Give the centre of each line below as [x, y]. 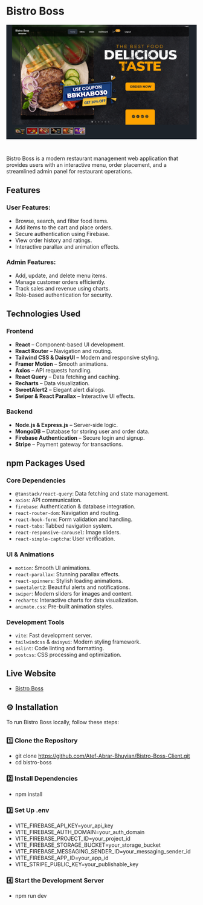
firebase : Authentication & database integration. [75, 506]
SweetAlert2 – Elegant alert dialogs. [60, 389]
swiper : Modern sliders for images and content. [74, 593]
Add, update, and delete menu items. [61, 275]
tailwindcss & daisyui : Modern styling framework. [78, 642]
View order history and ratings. [53, 240]
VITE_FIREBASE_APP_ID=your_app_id [62, 858]
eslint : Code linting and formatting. [60, 648]
